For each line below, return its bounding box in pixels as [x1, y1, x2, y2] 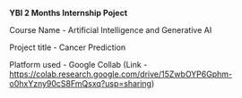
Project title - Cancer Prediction [9, 42, 126, 53]
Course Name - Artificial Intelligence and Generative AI [9, 25, 212, 35]
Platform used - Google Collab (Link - [9, 60, 148, 69]
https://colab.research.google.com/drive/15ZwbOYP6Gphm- [9, 69, 233, 79]
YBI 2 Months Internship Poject [9, 8, 128, 18]
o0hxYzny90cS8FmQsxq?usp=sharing [9, 78, 152, 88]
